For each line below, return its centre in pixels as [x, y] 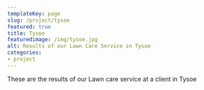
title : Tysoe [26, 33]
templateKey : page [34, 14]
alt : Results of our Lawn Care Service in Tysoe [79, 46]
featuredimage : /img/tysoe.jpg [53, 40]
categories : [24, 53]
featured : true [29, 27]
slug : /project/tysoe [39, 20]
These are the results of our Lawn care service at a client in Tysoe [102, 79]
